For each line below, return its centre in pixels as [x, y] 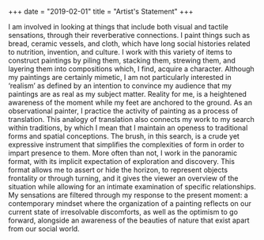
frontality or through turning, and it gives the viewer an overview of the [123, 178]
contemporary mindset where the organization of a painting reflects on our [130, 204]
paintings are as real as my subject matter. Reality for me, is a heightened [128, 94]
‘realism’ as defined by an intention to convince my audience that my [120, 86]
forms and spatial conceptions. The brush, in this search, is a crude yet [124, 136]
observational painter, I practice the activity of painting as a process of [123, 111]
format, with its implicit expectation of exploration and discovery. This [122, 161]
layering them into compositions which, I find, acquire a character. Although [131, 69]
